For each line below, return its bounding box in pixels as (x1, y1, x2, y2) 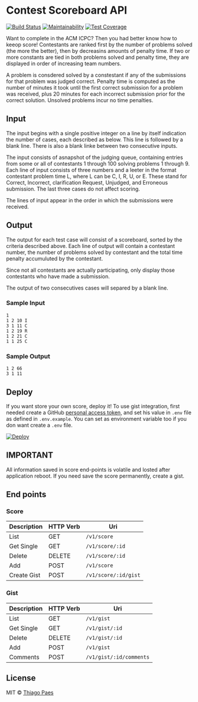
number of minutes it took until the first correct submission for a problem (6, 84, 183, 91)
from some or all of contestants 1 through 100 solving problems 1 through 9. (6, 160, 190, 167)
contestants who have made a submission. (6, 272, 111, 279)
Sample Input (6, 299, 46, 307)
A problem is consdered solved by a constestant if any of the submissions (6, 71, 186, 78)
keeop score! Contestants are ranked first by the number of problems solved (6, 41, 193, 48)
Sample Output (6, 352, 50, 360)
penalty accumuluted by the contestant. (6, 255, 103, 262)
